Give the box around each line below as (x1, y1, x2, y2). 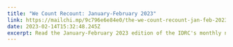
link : (7, 17, 23, 23)
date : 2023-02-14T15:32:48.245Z (7, 23, 101, 30)
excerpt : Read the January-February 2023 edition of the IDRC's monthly (7, 29, 222, 37)
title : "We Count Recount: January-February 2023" (7, 10, 157, 17)
